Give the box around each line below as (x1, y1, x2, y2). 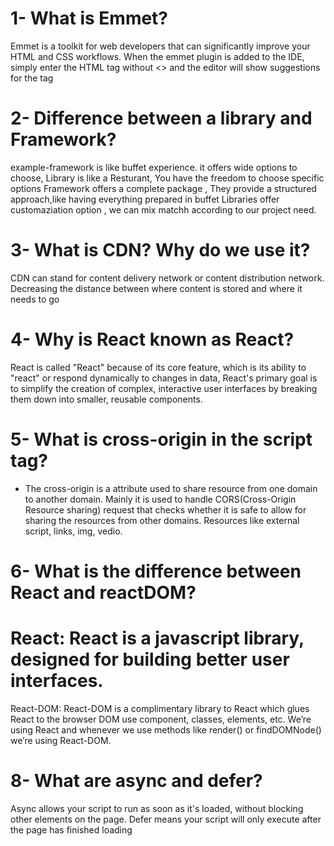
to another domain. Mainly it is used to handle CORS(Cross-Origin (24, 493, 297, 505)
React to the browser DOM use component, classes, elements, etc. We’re (10, 713, 312, 725)
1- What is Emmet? (10, 7, 169, 30)
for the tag (10, 72, 54, 84)
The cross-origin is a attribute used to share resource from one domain (24, 482, 318, 494)
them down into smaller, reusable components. (10, 393, 203, 405)
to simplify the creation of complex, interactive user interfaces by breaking (10, 382, 318, 394)
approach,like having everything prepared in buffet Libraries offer (10, 193, 280, 205)
